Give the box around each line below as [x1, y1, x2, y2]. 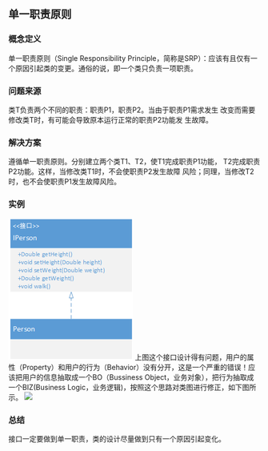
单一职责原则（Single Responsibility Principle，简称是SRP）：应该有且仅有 [8, 53, 250, 62]
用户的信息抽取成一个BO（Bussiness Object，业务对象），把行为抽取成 [22, 372, 254, 382]
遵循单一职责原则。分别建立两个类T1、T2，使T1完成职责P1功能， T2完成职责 [8, 157, 261, 167]
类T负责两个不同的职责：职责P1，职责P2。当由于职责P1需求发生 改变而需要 [8, 105, 256, 115]
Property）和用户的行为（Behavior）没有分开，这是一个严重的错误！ [22, 362, 249, 372]
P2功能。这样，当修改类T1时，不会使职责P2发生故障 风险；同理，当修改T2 [8, 167, 254, 176]
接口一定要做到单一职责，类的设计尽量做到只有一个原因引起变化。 [8, 433, 226, 443]
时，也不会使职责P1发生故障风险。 [8, 177, 122, 187]
